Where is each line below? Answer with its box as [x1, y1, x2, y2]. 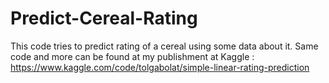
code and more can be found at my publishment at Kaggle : [10, 50, 255, 62]
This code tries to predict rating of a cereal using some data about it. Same [10, 40, 319, 52]
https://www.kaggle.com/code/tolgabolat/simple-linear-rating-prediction [10, 61, 310, 73]
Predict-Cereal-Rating [10, 7, 198, 30]
